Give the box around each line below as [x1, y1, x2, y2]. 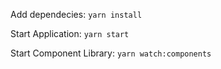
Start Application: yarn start [10, 28, 130, 39]
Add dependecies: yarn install [10, 9, 143, 20]
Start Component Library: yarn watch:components [10, 47, 212, 59]
